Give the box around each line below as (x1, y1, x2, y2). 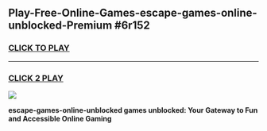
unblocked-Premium (8, 19, 113, 33)
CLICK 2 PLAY (8, 72, 64, 83)
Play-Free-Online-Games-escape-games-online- (8, 6, 257, 20)
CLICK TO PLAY (8, 43, 70, 54)
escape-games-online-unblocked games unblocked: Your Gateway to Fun (8, 105, 258, 114)
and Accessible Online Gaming (8, 114, 112, 123)
